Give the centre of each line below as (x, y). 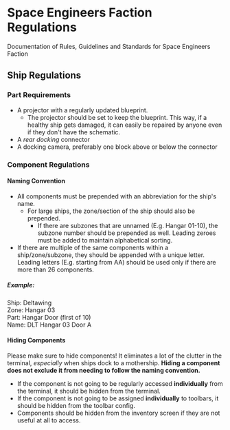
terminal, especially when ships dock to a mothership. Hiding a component (114, 362)
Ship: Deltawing (30, 303)
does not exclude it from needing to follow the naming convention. (104, 370)
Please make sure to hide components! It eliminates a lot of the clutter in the (115, 356)
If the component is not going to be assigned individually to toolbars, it (118, 398)
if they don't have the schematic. (74, 132)
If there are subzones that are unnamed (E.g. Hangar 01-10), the (128, 225)
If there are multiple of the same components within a (93, 247)
